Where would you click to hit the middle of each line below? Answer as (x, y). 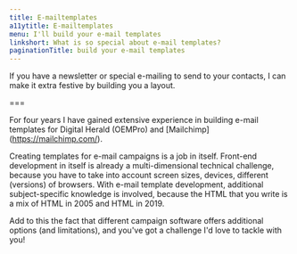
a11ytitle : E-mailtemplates (62, 26)
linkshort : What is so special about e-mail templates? (115, 42)
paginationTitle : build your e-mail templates (97, 51)
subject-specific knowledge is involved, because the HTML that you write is (148, 194)
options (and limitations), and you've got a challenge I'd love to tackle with (146, 230)
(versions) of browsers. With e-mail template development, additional (136, 184)
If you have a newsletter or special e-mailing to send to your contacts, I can (148, 76)
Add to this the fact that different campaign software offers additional (136, 221)
